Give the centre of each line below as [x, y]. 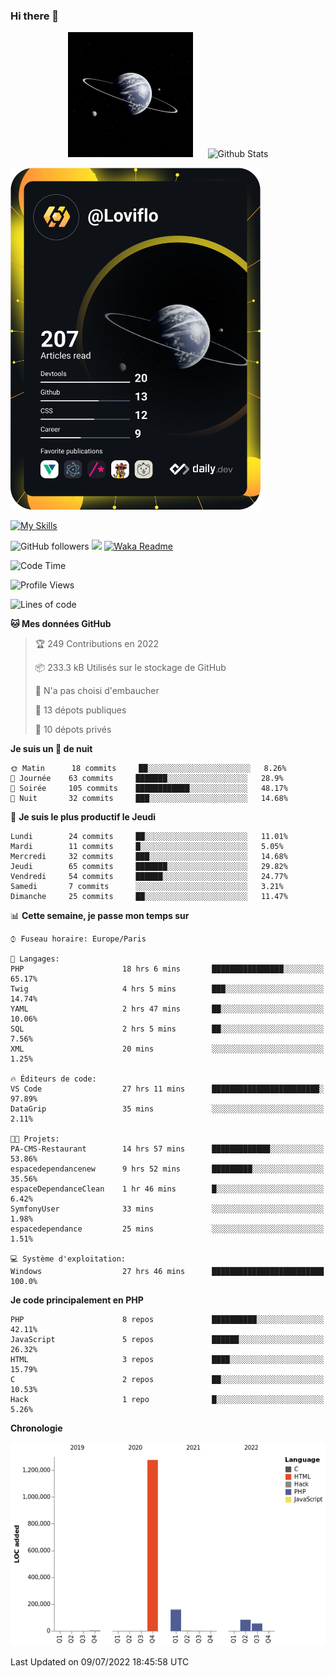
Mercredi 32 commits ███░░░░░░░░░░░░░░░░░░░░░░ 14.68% [149, 857]
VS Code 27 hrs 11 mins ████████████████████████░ [167, 1089]
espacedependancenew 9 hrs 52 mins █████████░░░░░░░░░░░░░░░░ [167, 1169]
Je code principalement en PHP [77, 1300]
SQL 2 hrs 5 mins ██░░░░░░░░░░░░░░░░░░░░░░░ [167, 1029]
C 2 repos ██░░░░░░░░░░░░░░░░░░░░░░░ [167, 1380]
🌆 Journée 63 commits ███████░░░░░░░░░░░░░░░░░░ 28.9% [147, 779]
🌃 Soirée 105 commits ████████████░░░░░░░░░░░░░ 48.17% [149, 789]
